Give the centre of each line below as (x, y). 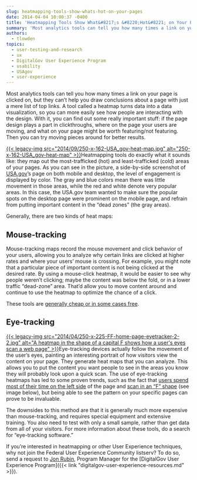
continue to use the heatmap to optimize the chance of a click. (81, 292)
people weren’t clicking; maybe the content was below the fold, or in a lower (98, 280)
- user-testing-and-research (47, 50)
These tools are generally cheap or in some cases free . (73, 303)
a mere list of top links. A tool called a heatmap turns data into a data (89, 106)
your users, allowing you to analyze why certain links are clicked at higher (95, 255)
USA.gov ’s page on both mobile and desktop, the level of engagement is (93, 174)
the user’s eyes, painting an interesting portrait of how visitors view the (92, 355)
